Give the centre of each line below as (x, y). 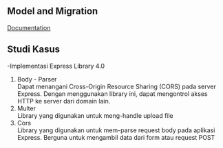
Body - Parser (37, 79)
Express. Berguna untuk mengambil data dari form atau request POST (116, 137)
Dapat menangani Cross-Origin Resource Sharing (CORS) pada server (117, 86)
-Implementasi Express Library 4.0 (56, 66)
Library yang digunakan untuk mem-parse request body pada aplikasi (116, 130)
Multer (26, 108)
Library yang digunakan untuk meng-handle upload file (95, 115)
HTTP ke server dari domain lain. (64, 101)
